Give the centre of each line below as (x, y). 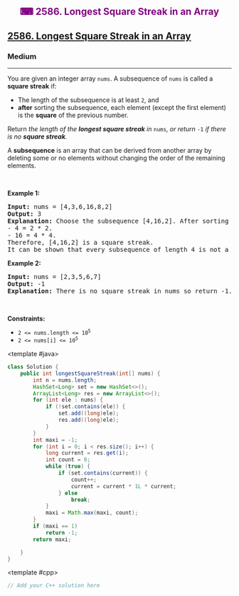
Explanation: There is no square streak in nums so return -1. (120, 291)
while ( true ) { (68, 467)
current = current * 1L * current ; (123, 486)
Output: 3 (24, 214)
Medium (22, 56)
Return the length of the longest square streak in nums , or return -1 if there (117, 129)
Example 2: (24, 263)
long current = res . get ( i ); (87, 453)
